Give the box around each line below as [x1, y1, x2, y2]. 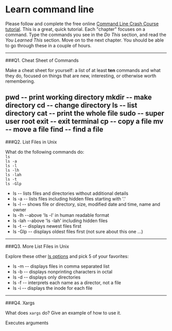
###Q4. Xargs [5, 300, 35, 306]
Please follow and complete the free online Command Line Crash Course [5, 21, 159, 27]
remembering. [5, 78, 35, 84]
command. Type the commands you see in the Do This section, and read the [5, 31, 166, 38]
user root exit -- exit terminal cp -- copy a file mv [5, 117, 164, 126]
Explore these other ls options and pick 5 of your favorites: [5, 253, 129, 259]
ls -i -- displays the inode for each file [12, 285, 93, 291]
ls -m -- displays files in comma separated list [12, 263, 110, 269]
